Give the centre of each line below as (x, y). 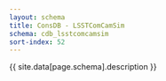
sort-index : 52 (37, 42)
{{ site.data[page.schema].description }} (83, 67)
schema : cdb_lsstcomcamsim (59, 33)
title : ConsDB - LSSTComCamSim (67, 26)
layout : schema (37, 17)
